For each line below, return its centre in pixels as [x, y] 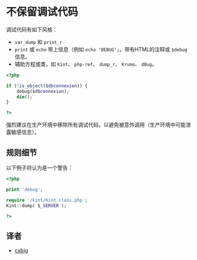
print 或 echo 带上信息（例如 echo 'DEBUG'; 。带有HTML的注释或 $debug [101, 49]
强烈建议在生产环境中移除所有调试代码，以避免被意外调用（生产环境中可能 [96, 125]
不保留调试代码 [42, 12]
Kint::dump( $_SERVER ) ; [36, 206]
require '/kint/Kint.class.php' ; [47, 200]
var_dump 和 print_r [38, 42]
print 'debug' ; [25, 189]
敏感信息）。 [25, 132]
